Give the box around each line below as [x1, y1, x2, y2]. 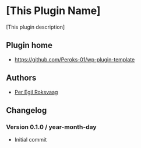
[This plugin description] [6, 23, 65, 30]
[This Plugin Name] [6, 4, 101, 18]
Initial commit [14, 136, 47, 143]
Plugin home [6, 40, 53, 50]
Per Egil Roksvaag [14, 88, 58, 95]
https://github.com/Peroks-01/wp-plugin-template [14, 56, 135, 63]
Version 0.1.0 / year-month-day [6, 123, 97, 131]
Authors [6, 73, 37, 83]
